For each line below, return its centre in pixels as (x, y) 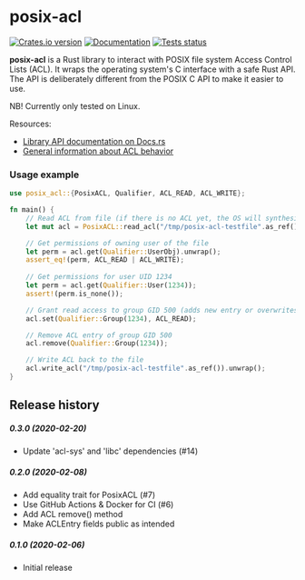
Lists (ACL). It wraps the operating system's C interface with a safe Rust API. (152, 69)
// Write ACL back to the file (85, 360)
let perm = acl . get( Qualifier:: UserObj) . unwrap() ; (123, 252)
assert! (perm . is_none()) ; (75, 294)
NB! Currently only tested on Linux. (75, 105)
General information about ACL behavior (98, 151)
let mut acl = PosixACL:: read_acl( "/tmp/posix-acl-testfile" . (146, 226)
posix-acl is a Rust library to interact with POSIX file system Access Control (151, 59)
